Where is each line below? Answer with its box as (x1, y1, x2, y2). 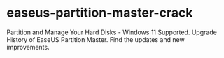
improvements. (6, 43, 50, 51)
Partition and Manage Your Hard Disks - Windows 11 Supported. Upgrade (6, 28, 218, 36)
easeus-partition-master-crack (6, 5, 193, 21)
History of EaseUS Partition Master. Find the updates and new (6, 35, 185, 43)
